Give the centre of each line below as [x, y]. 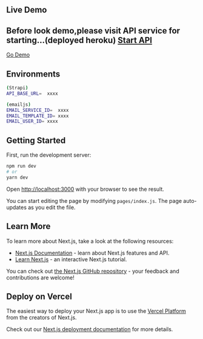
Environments [33, 74]
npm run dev [21, 166]
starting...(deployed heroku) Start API [79, 40]
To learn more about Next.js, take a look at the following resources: [90, 241]
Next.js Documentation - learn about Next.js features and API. [92, 253]
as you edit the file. [52, 207]
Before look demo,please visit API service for [93, 31]
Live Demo [27, 10]
